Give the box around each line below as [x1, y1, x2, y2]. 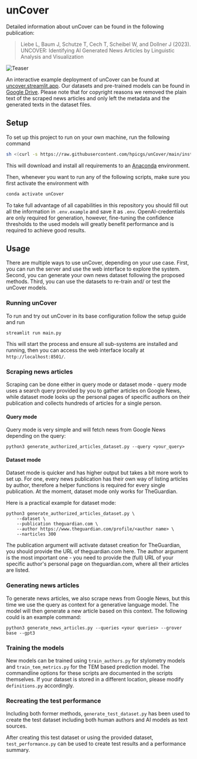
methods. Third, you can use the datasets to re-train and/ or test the [6, 278, 171, 285]
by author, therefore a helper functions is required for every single [6, 482, 166, 489]
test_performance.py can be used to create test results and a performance [6, 740, 186, 747]
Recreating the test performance [6, 697, 101, 705]
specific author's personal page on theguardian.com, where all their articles [6, 560, 189, 568]
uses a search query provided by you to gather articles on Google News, [6, 387, 182, 394]
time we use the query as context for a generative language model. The [6, 601, 179, 608]
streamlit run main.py [6, 330, 62, 336]
